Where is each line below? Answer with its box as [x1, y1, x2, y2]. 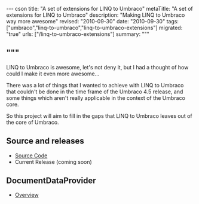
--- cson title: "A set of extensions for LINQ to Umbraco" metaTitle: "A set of [6, 5, 193, 12]
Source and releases [6, 136, 85, 146]
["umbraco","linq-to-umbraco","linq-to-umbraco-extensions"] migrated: [6, 24, 183, 31]
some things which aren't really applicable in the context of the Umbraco [6, 94, 185, 101]
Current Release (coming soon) [14, 158, 93, 165]
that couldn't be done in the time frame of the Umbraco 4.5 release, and [6, 88, 183, 95]
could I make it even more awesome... [6, 70, 100, 77]
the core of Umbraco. [6, 118, 59, 126]
